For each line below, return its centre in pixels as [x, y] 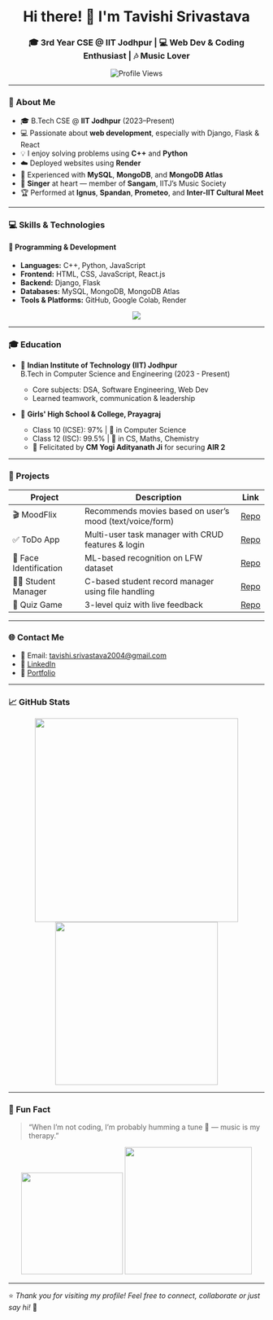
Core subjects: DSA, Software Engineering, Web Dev [120, 389]
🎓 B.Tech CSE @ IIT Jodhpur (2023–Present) [97, 121]
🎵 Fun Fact [30, 1110]
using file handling [119, 592]
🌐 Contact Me [37, 637]
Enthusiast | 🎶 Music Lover [136, 56]
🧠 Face [26, 557]
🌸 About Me [32, 103]
